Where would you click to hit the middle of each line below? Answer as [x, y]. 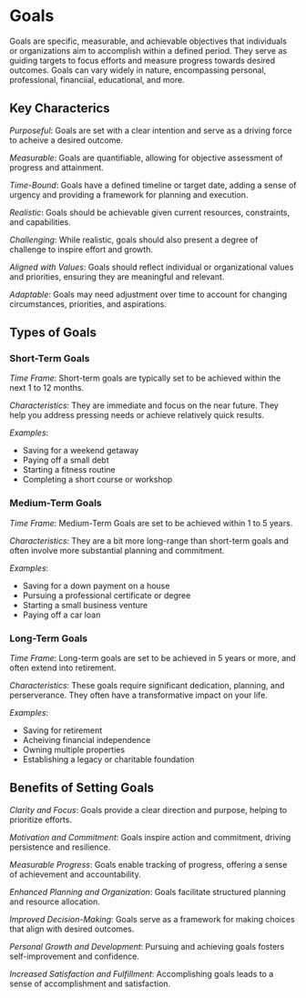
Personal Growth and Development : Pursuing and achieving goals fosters [147, 946]
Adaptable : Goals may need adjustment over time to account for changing [148, 294]
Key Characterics [60, 109]
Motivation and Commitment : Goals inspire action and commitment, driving [150, 837]
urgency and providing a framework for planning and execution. [129, 194]
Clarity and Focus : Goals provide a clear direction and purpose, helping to [148, 810]
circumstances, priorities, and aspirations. [88, 304]
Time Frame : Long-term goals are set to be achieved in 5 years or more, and [153, 658]
